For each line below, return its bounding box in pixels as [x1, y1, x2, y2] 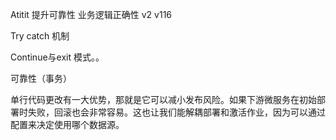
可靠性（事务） [10, 73, 72, 84]
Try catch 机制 [10, 30, 70, 42]
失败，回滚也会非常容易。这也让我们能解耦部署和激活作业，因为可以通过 [27, 106, 326, 118]
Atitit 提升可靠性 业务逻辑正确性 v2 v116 [10, 9, 173, 20]
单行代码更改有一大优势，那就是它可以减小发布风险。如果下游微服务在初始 [10, 94, 317, 105]
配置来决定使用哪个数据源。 [10, 119, 125, 130]
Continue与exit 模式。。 [10, 51, 105, 63]
